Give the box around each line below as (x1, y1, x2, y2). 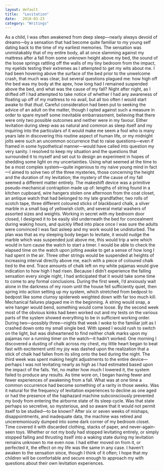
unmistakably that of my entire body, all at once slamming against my (5, 50, 144, 56)
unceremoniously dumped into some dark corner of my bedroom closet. (5, 419, 150, 425)
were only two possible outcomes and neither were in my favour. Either (5, 117, 148, 123)
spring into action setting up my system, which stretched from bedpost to (5, 289, 153, 295)
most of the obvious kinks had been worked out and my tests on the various (5, 310, 158, 315)
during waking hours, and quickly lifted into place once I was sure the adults (5, 221, 159, 227)
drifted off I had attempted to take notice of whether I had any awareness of (5, 91, 158, 97)
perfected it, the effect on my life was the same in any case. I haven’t (5, 445, 144, 450)
